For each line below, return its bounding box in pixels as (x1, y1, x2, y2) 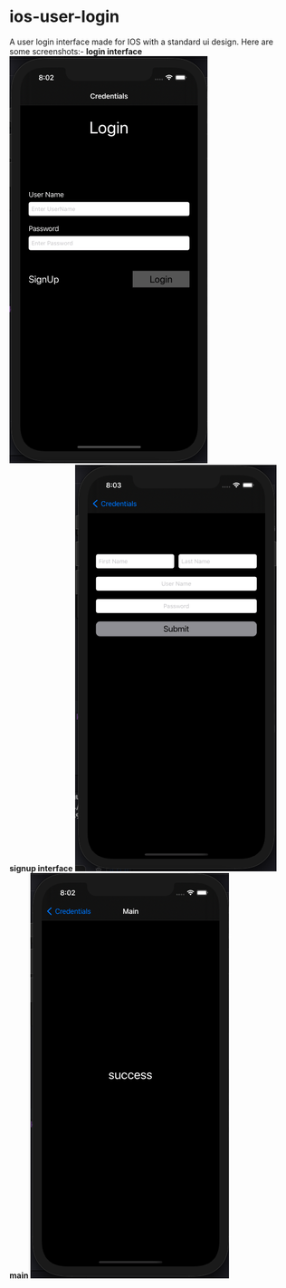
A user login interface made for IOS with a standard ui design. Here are (9, 36, 274, 47)
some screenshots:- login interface (9, 45, 143, 56)
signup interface (9, 862, 73, 873)
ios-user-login (9, 6, 120, 27)
